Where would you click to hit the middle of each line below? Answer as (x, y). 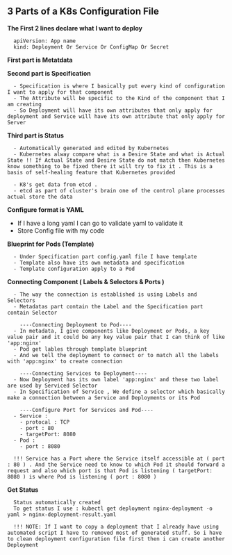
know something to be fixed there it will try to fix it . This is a (110, 166)
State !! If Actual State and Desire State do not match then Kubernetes (116, 160)
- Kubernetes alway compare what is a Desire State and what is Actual (119, 154)
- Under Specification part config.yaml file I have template (105, 256)
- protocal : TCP (45, 422)
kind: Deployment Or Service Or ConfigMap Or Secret (91, 47)
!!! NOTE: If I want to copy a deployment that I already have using (116, 527)
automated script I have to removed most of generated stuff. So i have (115, 533)
